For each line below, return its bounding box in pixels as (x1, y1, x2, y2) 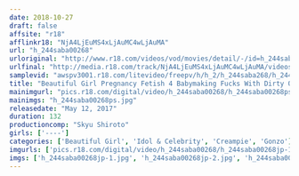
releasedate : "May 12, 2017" (9, 104, 117, 113)
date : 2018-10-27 (9, 12, 74, 22)
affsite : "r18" (9, 29, 66, 38)
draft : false (9, 21, 58, 30)
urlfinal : (9, 63, 46, 72)
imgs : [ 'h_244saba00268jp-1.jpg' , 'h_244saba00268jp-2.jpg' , (9, 153, 241, 163)
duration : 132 (9, 112, 62, 121)
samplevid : (9, 71, 50, 80)
